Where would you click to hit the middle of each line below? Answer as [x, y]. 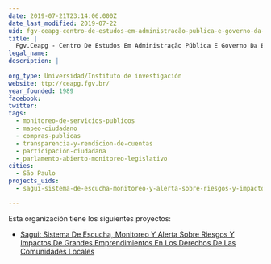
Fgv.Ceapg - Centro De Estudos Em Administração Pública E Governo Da [137, 46]
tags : [17, 114]
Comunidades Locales [57, 251]
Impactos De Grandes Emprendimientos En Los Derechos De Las [128, 242]
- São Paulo [36, 174]
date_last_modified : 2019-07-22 [63, 23]
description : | [34, 61]
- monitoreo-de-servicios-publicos [75, 121]
